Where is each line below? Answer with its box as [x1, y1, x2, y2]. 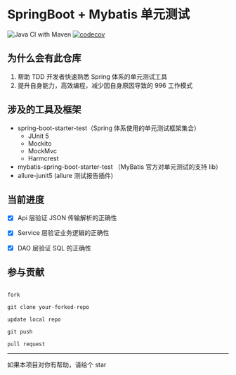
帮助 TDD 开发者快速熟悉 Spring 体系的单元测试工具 [17, 72, 167, 81]
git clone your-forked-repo [7, 304, 90, 311]
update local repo [7, 316, 61, 324]
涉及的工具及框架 [7, 103, 81, 116]
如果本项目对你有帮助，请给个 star [7, 360, 107, 369]
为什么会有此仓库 [7, 52, 81, 64]
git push [7, 329, 33, 336]
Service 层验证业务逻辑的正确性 [17, 229, 110, 237]
